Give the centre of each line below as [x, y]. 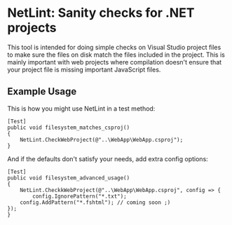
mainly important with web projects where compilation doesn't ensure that [115, 62]
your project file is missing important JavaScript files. [84, 69]
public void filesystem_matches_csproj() [69, 128]
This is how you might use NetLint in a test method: [81, 108]
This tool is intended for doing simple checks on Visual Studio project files [114, 47]
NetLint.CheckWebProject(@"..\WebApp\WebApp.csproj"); [102, 139]
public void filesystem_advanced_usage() [69, 178]
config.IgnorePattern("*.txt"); [80, 196]
